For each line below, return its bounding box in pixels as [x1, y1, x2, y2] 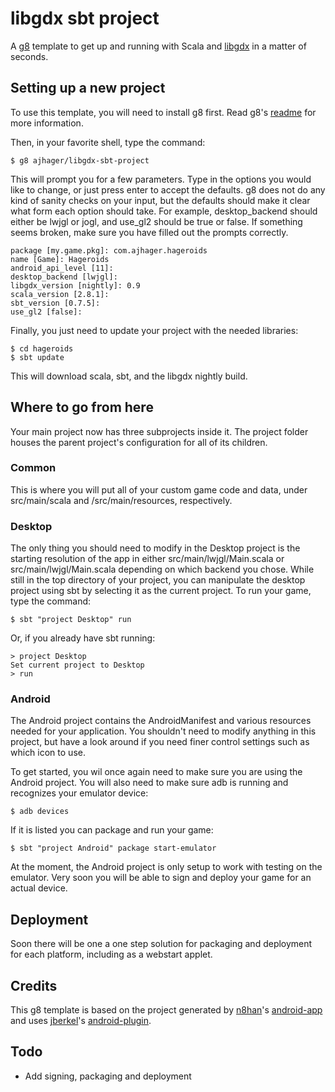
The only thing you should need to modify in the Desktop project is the [10, 542, 301, 554]
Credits [10, 977, 58, 994]
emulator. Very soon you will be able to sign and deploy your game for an [10, 872, 312, 884]
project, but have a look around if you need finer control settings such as [10, 736, 310, 748]
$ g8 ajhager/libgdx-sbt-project [10, 155, 150, 166]
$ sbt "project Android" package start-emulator [10, 843, 217, 854]
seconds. [10, 50, 49, 62]
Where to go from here [10, 399, 154, 416]
